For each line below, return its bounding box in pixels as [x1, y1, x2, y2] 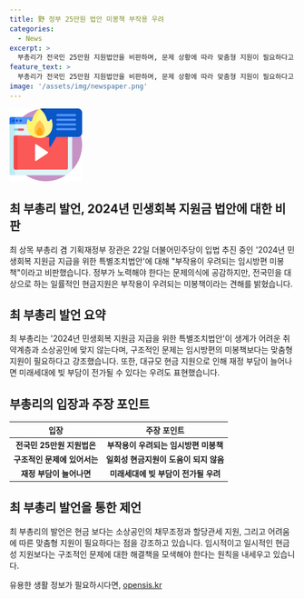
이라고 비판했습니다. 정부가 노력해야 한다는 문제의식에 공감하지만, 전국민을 [20, 266, 283, 277]
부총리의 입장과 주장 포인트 [9, 396, 150, 412]
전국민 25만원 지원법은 [15, 439, 97, 450]
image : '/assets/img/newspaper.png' [9, 82, 148, 91]
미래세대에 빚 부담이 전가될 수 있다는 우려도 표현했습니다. [18, 367, 221, 378]
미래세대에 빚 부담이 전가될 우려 [109, 468, 221, 479]
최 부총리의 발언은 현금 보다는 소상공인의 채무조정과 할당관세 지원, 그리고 [9, 525, 266, 536]
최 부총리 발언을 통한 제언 [9, 500, 142, 515]
